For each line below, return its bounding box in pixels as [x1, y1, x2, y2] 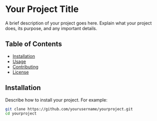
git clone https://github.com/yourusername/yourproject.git [5, 106, 133, 111]
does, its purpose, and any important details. [5, 25, 97, 31]
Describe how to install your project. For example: [5, 96, 107, 103]
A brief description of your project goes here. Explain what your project [5, 20, 152, 26]
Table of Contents [5, 40, 62, 48]
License [12, 69, 29, 75]
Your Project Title [5, 3, 79, 15]
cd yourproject [5, 111, 37, 116]
